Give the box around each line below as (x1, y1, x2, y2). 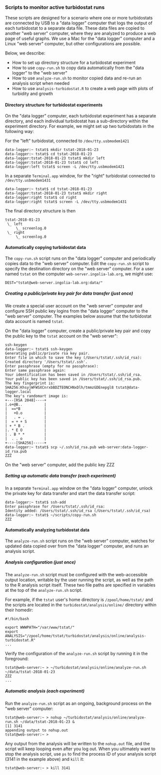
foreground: (5, 656, 29, 662)
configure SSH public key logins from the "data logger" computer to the (5, 308, 148, 314)
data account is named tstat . (5, 318, 64, 324)
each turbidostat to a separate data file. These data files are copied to (5, 25, 145, 31)
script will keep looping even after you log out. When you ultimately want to (5, 746, 156, 752)
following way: (5, 128, 34, 134)
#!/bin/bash (5, 616, 29, 621)
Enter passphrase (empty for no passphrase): (5, 363, 98, 369)
